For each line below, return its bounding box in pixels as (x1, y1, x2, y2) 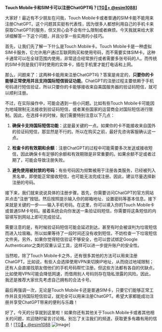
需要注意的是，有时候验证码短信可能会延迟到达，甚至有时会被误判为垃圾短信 (5, 225, 157, 230)
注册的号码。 (12, 180, 38, 185)
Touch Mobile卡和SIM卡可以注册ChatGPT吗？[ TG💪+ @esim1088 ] (5, 5, 137, 10)
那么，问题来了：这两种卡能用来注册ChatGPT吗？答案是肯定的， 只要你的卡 (5, 72, 154, 77)
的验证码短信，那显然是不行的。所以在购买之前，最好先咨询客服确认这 (12, 129, 152, 135)
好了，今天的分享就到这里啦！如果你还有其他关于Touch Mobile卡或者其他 (5, 310, 150, 315)
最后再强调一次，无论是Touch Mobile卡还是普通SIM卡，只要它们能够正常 (5, 287, 149, 293)
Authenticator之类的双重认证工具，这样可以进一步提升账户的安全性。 (5, 242, 142, 248)
